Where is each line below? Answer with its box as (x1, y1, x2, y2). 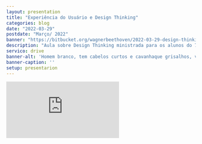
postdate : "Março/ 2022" (6, 31, 69, 37)
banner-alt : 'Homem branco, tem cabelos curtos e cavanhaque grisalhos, (6, 54, 192, 60)
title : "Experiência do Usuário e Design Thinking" (6, 14, 138, 20)
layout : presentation (6, 8, 61, 15)
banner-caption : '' (6, 59, 55, 65)
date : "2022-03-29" (6, 25, 55, 32)
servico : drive (6, 48, 44, 54)
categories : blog (6, 20, 50, 26)
